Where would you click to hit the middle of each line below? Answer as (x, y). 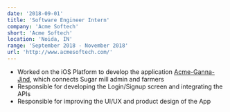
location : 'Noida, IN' (40, 39)
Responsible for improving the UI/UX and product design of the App (114, 101)
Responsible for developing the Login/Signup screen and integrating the (120, 86)
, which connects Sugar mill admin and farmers (97, 79)
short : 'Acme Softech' (40, 33)
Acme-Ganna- (194, 72)
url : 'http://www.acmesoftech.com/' (60, 53)
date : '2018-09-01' (35, 13)
